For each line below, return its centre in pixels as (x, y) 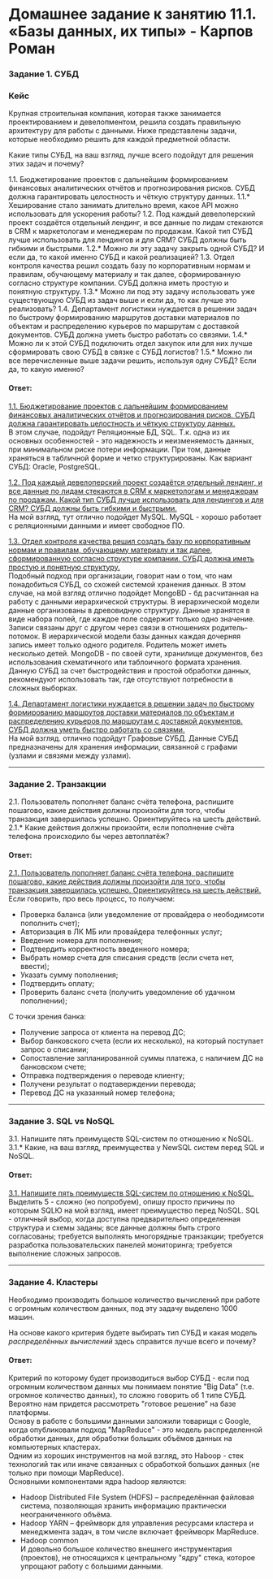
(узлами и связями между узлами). (70, 755)
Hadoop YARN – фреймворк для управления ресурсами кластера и (137, 1523)
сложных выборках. (43, 688)
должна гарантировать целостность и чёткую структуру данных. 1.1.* (129, 197)
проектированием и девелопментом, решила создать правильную (125, 122)
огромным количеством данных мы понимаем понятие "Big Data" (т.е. (131, 1386)
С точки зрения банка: (48, 1017)
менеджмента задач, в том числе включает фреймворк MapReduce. (139, 1532)
